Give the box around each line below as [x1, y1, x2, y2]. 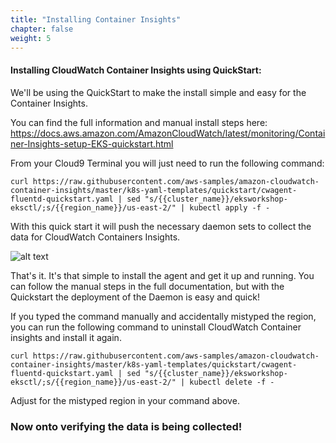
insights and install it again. [10, 331, 122, 343]
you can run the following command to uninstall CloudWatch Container [10, 321, 302, 333]
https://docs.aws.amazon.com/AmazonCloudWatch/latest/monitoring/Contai [10, 127, 326, 139]
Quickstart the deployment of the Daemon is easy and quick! [10, 291, 260, 303]
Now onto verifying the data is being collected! [10, 419, 243, 433]
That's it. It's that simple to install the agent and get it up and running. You [10, 269, 315, 281]
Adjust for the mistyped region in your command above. [10, 394, 240, 406]
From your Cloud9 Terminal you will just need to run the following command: [10, 157, 325, 169]
